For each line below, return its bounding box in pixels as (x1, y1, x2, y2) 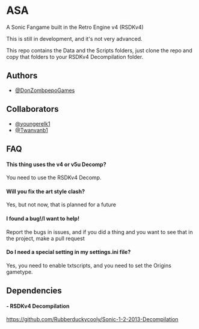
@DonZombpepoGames (14, 87, 75, 94)
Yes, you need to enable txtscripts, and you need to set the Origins (6, 262, 171, 269)
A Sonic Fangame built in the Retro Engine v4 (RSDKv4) (6, 23, 144, 31)
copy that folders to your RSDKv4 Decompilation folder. (6, 53, 144, 60)
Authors (6, 70, 38, 81)
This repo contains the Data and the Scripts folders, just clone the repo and (6, 46, 192, 54)
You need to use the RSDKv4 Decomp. (6, 174, 102, 181)
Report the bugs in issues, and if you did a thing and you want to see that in (6, 228, 194, 235)
